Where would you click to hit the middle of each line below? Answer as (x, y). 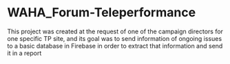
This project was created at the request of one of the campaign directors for (115, 31)
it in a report (24, 53)
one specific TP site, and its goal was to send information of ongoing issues (115, 38)
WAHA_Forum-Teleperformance (102, 13)
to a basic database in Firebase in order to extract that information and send (115, 46)
